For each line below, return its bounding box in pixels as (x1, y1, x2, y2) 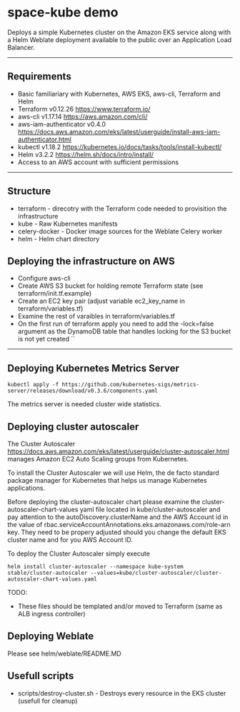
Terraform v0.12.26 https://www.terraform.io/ (17, 104, 151, 113)
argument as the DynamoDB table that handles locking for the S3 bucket (17, 327, 231, 336)
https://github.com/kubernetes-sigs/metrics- (61, 381, 200, 388)
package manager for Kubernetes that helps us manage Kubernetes (7, 476, 207, 484)
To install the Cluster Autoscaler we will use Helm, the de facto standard (7, 468, 219, 477)
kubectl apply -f (7, 381, 59, 388)
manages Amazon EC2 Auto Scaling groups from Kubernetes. (7, 455, 189, 463)
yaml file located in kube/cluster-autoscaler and (79, 505, 221, 513)
